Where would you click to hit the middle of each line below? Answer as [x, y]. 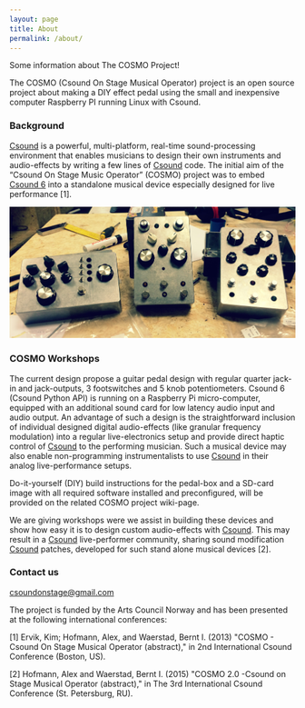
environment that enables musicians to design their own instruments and [145, 155]
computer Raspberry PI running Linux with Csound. [105, 102]
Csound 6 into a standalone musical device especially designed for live [142, 184]
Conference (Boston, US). [58, 656]
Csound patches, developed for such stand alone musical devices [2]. [140, 549]
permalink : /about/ [46, 38]
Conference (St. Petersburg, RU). [71, 693]
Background [37, 125]
